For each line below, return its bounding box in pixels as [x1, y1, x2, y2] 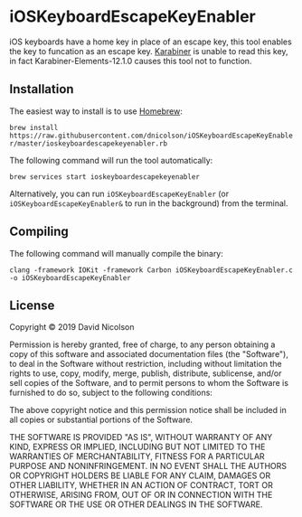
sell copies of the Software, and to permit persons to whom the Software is [9, 378, 289, 389]
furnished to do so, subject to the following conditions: [9, 387, 212, 399]
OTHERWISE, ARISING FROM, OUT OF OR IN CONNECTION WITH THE [9, 490, 273, 501]
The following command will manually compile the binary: [9, 248, 224, 258]
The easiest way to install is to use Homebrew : [9, 106, 183, 117]
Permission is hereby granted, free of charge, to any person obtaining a [9, 339, 276, 350]
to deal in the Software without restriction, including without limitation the [9, 359, 282, 370]
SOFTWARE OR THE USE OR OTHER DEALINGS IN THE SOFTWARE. [9, 499, 263, 510]
